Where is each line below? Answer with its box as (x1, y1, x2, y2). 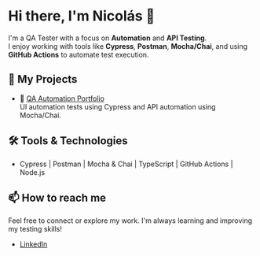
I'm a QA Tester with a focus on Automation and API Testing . (8, 33, 207, 43)
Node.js (19, 167, 46, 176)
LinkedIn (19, 239, 48, 249)
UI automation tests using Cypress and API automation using (19, 102, 216, 111)
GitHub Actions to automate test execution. (8, 50, 149, 59)
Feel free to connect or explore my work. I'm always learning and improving (8, 216, 253, 225)
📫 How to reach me (8, 191, 107, 204)
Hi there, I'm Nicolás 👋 (8, 7, 156, 25)
